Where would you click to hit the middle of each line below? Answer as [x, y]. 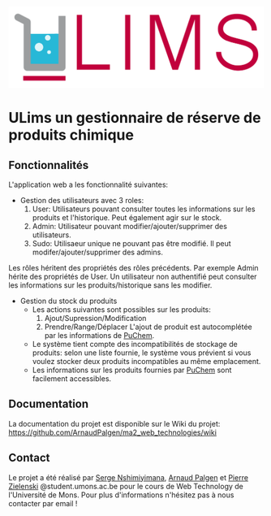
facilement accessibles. [72, 378]
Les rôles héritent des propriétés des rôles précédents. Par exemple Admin [133, 267]
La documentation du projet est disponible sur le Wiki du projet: [114, 423]
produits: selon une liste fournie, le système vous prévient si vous [142, 353]
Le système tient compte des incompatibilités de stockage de [135, 344]
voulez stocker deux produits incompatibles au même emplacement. [146, 361]
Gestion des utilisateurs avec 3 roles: [82, 200]
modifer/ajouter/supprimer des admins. [98, 252]
